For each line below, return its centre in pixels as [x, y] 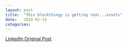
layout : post [19, 10]
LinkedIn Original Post [28, 39]
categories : [18, 24]
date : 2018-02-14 [26, 19]
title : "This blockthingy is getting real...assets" [64, 15]
